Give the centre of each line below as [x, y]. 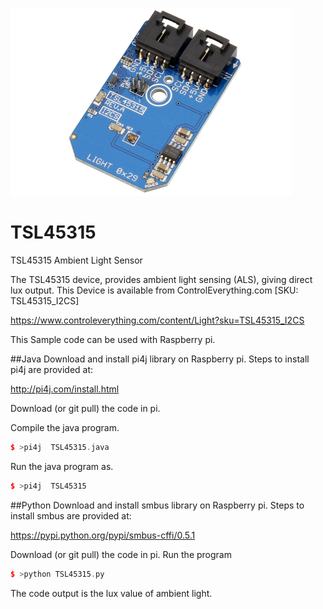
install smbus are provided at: [71, 515]
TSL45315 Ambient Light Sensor [76, 260]
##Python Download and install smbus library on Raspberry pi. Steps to [157, 505]
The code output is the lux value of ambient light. [111, 593]
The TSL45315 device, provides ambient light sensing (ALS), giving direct [161, 279]
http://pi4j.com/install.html [65, 389]
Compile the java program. [65, 427]
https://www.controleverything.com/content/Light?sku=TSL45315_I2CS [157, 320]
